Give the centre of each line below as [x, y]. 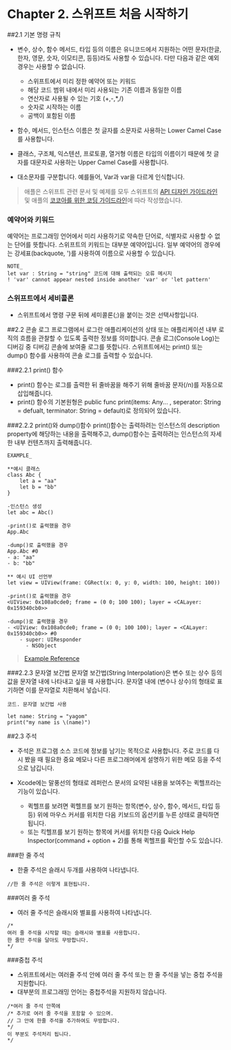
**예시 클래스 [24, 469]
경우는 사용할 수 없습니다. [51, 66]
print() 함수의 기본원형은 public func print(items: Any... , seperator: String [119, 402]
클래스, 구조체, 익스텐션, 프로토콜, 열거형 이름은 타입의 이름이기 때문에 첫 [114, 153]
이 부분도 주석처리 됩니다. [39, 1034]
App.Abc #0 [23, 551]
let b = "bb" [38, 487]
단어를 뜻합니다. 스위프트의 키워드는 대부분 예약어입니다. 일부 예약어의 [108, 245]
